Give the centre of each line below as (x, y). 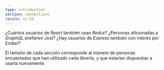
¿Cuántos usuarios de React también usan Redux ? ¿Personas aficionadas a (82, 33)
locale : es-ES (20, 19)
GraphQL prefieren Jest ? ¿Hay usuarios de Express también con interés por (82, 38)
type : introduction (25, 10)
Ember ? (13, 43)
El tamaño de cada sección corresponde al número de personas (70, 53)
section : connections (27, 14)
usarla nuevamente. (25, 63)
